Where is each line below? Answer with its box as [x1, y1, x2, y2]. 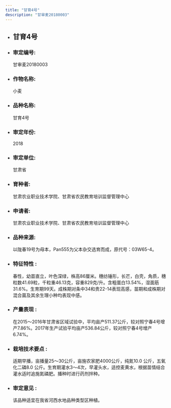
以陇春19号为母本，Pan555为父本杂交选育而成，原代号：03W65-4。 [12, 246, 157, 252]
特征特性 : [12, 261, 37, 268]
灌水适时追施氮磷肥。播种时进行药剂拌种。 [12, 371, 103, 377]
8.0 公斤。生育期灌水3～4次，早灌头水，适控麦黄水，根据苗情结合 [26, 364, 165, 370]
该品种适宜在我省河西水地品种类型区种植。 [12, 397, 103, 403]
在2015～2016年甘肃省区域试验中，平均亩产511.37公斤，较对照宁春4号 [12, 318, 161, 324]
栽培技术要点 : [12, 345, 47, 352]
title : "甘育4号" [5, 7, 40, 13]
